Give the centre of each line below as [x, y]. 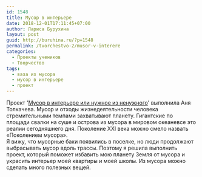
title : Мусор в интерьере [39, 18]
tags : [13, 68]
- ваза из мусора [34, 74]
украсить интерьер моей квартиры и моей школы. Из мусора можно [96, 161]
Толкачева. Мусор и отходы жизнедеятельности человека [82, 109]
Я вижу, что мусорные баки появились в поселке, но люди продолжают [100, 141]
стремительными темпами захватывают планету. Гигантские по [90, 116]
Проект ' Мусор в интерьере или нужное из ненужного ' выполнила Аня [99, 103]
